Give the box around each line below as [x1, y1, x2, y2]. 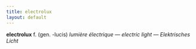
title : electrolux [6, 8, 52, 15]
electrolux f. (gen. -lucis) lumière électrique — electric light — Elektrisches [6, 30, 190, 38]
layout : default [6, 14, 47, 20]
